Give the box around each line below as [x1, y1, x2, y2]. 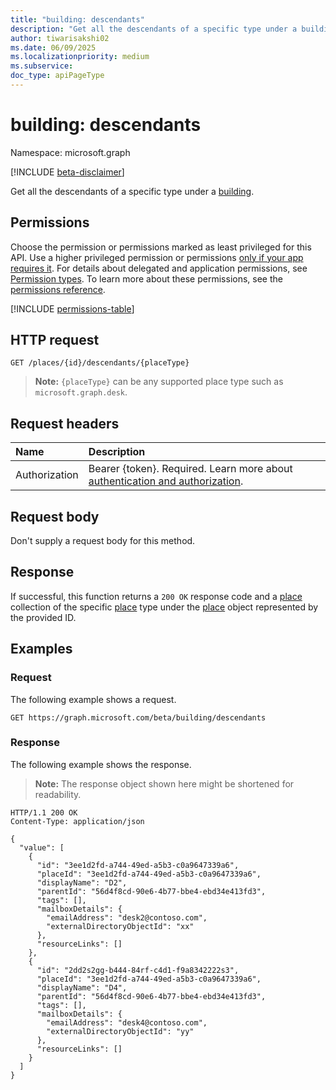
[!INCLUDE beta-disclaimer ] [10, 166, 125, 178]
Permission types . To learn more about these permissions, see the [10, 272, 283, 285]
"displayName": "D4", [36, 982, 128, 993]
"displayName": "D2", [36, 877, 128, 888]
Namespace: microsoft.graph [10, 146, 131, 158]
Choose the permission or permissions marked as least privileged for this [10, 241, 312, 253]
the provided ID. [10, 611, 77, 623]
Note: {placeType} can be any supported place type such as [34, 376, 284, 388]
